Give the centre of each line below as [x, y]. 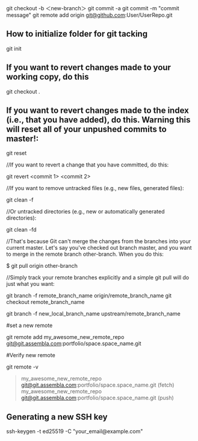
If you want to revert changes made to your [89, 68]
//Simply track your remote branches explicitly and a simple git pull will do [98, 278]
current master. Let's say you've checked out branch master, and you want [99, 248]
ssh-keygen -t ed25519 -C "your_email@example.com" [75, 431]
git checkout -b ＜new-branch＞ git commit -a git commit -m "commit [93, 8]
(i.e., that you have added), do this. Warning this [98, 120]
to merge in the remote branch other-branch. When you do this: [85, 254]
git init [14, 48]
